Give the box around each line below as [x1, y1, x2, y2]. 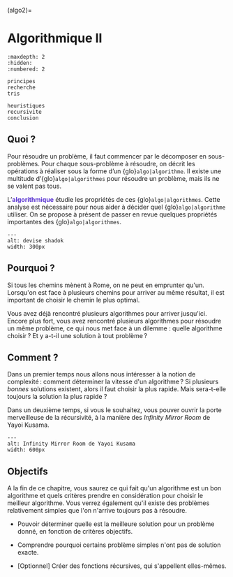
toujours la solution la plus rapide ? [7, 393, 107, 401]
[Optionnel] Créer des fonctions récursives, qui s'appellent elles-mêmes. [17, 562, 227, 570]
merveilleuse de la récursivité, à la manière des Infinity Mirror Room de [7, 414, 211, 422]
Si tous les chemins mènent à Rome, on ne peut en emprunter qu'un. [7, 281, 204, 289]
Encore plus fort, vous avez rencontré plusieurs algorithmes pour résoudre [7, 316, 222, 325]
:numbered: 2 [7, 66, 45, 73]
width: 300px [7, 243, 45, 250]
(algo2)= [7, 6, 33, 14]
